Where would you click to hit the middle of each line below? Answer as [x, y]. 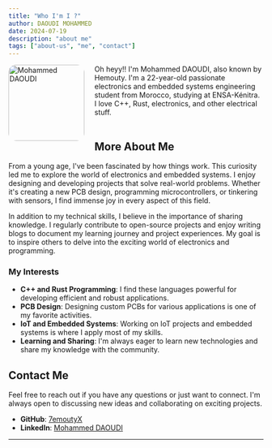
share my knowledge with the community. [90, 350]
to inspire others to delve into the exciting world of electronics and [119, 242]
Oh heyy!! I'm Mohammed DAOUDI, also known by [178, 69]
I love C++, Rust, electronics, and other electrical [176, 104]
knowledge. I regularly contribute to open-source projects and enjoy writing [135, 225]
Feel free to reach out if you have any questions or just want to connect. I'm [134, 395]
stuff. [103, 112]
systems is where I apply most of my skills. [91, 333]
